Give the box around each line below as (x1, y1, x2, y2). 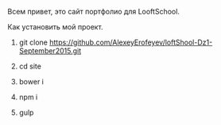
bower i (18, 77, 45, 86)
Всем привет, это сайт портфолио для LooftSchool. (7, 7, 180, 16)
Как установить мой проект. (7, 22, 104, 31)
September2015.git (18, 46, 81, 55)
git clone (18, 37, 48, 47)
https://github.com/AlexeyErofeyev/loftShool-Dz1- (49, 37, 213, 47)
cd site (18, 61, 41, 71)
